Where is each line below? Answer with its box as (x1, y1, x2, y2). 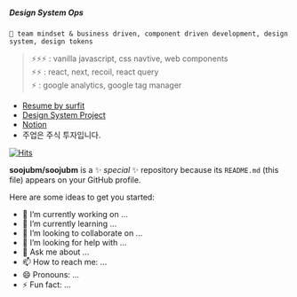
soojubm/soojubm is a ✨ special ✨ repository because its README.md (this (9, 164, 279, 175)
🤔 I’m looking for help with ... (21, 237, 127, 247)
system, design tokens (9, 36, 93, 46)
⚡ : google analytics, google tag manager (30, 80, 182, 90)
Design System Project (21, 109, 107, 120)
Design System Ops (9, 7, 84, 18)
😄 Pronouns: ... (21, 269, 80, 279)
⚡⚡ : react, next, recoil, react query (30, 66, 159, 77)
